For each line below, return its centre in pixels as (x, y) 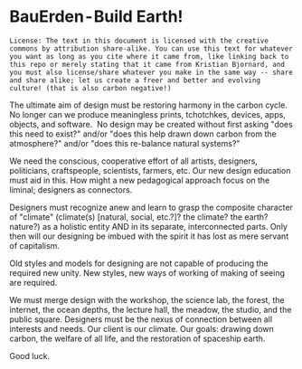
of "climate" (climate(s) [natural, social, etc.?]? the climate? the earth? (139, 217)
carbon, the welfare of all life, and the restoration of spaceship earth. (137, 338)
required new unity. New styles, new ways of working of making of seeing (147, 272)
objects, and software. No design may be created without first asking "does (151, 124)
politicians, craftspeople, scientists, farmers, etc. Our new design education (150, 170)
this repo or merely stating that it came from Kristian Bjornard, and (147, 64)
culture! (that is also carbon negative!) (90, 88)
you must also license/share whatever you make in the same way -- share (151, 72)
